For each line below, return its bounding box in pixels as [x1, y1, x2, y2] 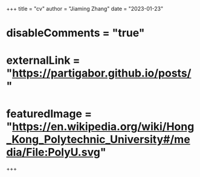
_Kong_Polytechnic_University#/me [6, 132, 190, 146]
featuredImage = [6, 107, 92, 120]
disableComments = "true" [6, 26, 145, 40]
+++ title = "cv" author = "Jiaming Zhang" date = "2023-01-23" [6, 5, 164, 12]
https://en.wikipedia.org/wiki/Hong [11, 120, 195, 133]
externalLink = [6, 54, 80, 67]
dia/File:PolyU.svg [6, 145, 101, 159]
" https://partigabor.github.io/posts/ [6, 66, 192, 80]
